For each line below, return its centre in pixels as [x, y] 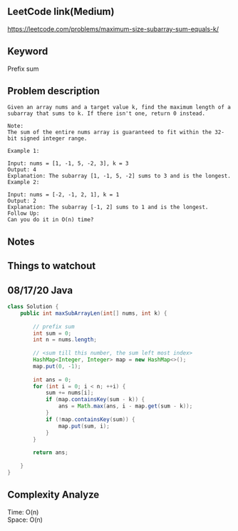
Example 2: [24, 182]
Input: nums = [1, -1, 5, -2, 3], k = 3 [68, 163]
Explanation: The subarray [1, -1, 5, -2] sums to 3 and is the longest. [119, 176]
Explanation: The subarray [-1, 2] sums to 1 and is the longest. [108, 207]
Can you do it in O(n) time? [51, 220]
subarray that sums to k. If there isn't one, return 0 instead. [106, 113]
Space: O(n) [25, 520]
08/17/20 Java [40, 290]
